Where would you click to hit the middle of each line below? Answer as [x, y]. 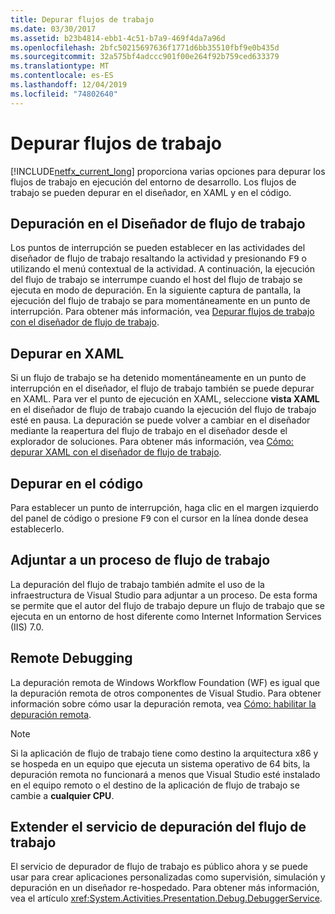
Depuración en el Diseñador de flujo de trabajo [158, 223]
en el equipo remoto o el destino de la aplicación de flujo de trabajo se [155, 785]
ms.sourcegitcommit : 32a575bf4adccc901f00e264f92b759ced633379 [145, 57]
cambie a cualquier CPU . [62, 795]
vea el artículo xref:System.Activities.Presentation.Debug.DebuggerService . [166, 898]
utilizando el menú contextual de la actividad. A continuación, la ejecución [162, 269]
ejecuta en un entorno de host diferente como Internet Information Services [166, 616]
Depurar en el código [77, 483]
